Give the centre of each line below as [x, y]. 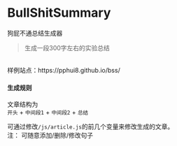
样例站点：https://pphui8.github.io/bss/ [64, 70]
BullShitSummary [59, 13]
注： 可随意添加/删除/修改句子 [50, 136]
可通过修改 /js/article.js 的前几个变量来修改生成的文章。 [91, 126]
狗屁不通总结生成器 [35, 33]
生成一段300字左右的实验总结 [67, 48]
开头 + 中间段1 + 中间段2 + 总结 [48, 112]
